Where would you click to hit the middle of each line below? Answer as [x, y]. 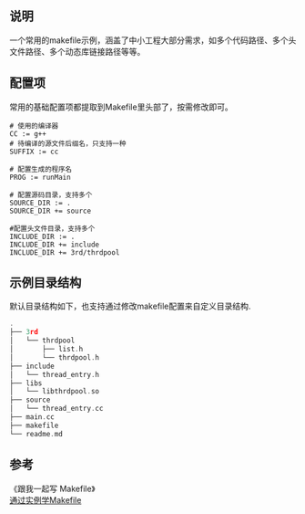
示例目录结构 [46, 283]
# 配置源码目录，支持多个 [51, 194]
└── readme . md [36, 434]
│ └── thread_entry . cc [56, 409]
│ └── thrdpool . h [55, 357]
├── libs [26, 383]
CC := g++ [28, 134]
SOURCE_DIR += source [51, 211]
